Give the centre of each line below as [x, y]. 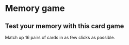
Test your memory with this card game [64, 26]
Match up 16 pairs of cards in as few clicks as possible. [60, 37]
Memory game [35, 8]
